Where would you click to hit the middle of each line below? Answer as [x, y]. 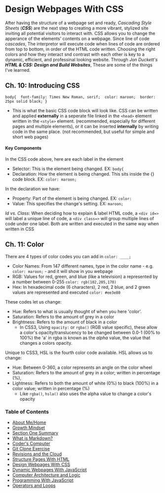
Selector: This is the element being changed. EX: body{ [68, 169]
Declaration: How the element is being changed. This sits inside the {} [83, 174]
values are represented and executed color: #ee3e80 [66, 292]
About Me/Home [29, 423]
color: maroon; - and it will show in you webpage [62, 271]
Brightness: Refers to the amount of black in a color [65, 322]
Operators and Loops [34, 486]
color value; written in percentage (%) [51, 388]
